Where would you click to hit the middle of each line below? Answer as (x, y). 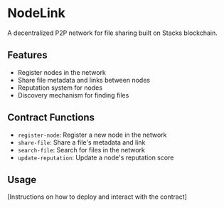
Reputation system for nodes (60, 88)
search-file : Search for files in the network (81, 150)
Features (27, 55)
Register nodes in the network (62, 72)
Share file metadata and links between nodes (84, 80)
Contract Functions (51, 118)
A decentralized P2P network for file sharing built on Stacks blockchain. (113, 33)
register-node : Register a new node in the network (92, 135)
